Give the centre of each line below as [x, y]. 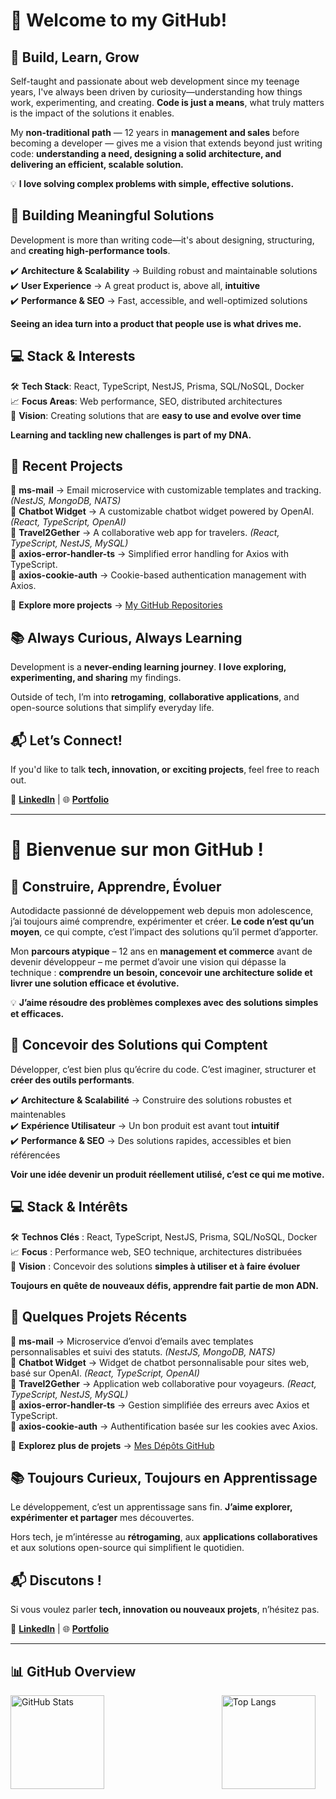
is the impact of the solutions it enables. [92, 113]
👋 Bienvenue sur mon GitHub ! [137, 850]
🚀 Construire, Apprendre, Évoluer [116, 886]
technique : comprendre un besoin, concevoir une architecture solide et [161, 973]
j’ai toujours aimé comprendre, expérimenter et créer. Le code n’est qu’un [162, 921]
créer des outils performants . [72, 1080]
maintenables [38, 1114]
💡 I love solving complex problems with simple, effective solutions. [152, 183]
